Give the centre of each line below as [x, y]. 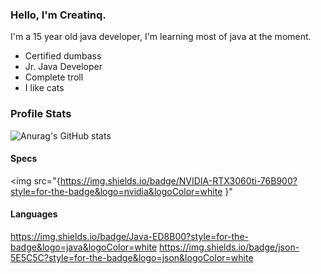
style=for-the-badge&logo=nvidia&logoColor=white [116, 191]
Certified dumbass [63, 56]
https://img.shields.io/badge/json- [229, 247]
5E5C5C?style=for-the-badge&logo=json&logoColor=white [132, 257]
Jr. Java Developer [63, 67]
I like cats [44, 88]
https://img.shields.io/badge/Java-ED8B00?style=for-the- [129, 236]
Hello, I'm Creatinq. [58, 15]
